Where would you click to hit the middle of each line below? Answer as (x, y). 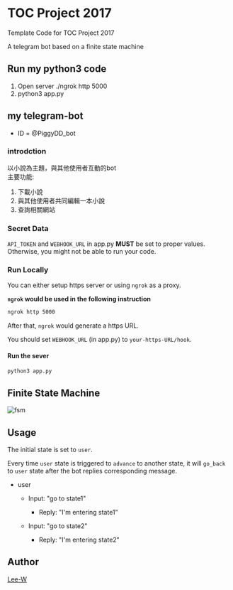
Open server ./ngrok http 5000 (62, 86)
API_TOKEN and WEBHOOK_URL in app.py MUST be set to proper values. (106, 244)
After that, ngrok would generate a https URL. (73, 326)
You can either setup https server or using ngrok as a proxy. (95, 285)
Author (23, 562)
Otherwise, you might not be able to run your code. (82, 252)
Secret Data (28, 228)
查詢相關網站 (36, 209)
